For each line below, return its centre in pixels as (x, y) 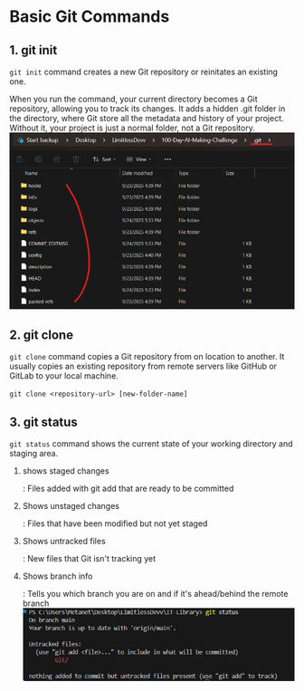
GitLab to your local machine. (64, 376)
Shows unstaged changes (71, 505)
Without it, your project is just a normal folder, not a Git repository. (132, 128)
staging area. (34, 453)
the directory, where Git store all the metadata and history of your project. (147, 118)
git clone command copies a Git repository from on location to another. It (147, 357)
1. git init (33, 50)
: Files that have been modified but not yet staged (115, 523)
